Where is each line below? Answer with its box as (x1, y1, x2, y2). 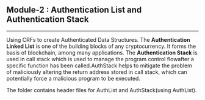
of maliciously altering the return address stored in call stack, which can (6, 68, 187, 75)
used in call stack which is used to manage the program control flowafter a (6, 55, 194, 62)
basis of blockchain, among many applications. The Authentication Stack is (6, 48, 198, 56)
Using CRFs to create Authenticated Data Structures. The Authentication (6, 36, 190, 43)
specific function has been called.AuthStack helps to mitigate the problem (6, 62, 192, 69)
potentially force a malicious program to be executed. (6, 75, 140, 82)
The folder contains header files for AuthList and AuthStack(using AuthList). (6, 86, 197, 93)
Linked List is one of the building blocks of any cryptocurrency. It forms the (6, 42, 196, 50)
